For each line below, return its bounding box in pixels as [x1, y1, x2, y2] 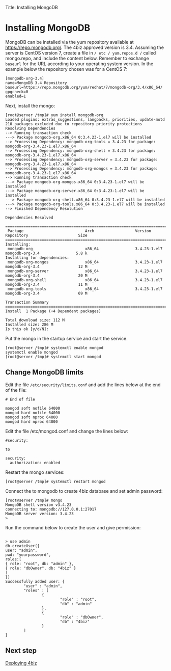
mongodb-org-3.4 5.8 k [5, 251, 88, 256]
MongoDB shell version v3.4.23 [5, 502, 72, 507]
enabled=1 [5, 94, 26, 99]
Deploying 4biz [5, 660, 37, 666]
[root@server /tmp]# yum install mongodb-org [5, 112, 103, 118]
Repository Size [5, 233, 88, 238]
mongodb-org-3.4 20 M [5, 273, 88, 278]
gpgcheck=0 [5, 89, 28, 94]
